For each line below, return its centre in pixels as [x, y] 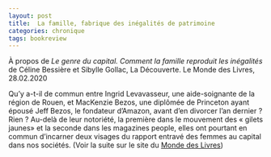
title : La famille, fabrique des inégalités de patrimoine [112, 23]
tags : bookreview [38, 38]
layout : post [30, 16]
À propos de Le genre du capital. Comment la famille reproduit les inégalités [135, 61]
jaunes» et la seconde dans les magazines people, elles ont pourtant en [128, 128]
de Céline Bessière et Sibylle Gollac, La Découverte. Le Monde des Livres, [131, 70]
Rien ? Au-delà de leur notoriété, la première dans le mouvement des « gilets [136, 120]
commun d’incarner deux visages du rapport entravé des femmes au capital [135, 137]
